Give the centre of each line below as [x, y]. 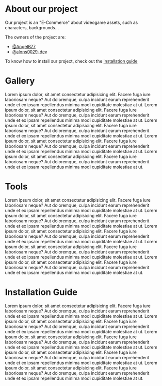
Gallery [20, 81]
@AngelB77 [24, 46]
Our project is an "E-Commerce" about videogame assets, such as [72, 22]
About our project [41, 9]
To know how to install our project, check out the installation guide [71, 61]
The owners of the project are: [35, 37]
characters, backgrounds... [32, 27]
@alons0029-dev [30, 52]
